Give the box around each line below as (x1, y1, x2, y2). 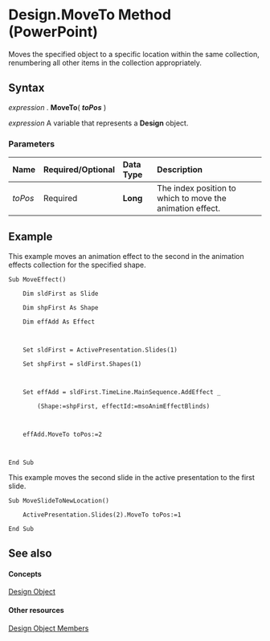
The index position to (156, 183, 237, 194)
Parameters (8, 138, 55, 150)
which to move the (156, 193, 227, 204)
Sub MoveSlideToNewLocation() (8, 496, 110, 504)
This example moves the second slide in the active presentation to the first (8, 472, 256, 482)
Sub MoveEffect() (8, 275, 67, 283)
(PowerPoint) (8, 23, 99, 41)
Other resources (8, 606, 64, 615)
